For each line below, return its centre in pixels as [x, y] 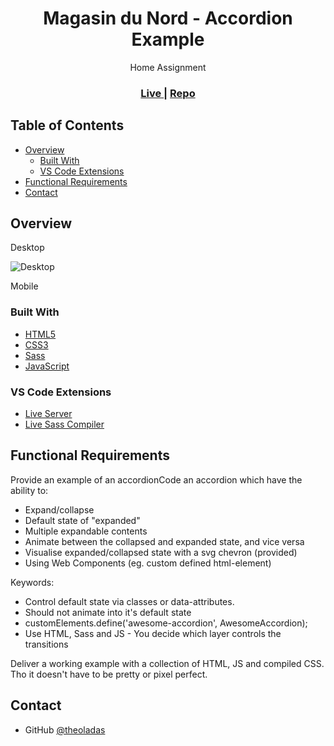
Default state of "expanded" [82, 520]
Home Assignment [168, 67]
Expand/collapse [59, 509]
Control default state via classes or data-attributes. [129, 601]
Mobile [24, 286]
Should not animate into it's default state [108, 612]
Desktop [27, 248]
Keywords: [32, 582]
